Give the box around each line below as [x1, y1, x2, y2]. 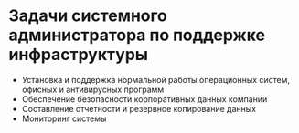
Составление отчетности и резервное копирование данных [21, 103, 257, 114]
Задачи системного [8, 5, 168, 26]
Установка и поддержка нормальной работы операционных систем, [21, 74, 290, 85]
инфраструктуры [8, 45, 148, 65]
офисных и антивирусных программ [21, 84, 165, 95]
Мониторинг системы [21, 113, 107, 124]
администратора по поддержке [8, 25, 266, 46]
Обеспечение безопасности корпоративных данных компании [21, 93, 268, 105]
